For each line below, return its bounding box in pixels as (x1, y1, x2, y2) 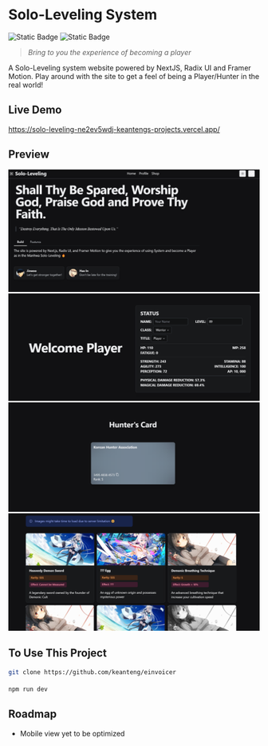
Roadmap (8, 708, 57, 721)
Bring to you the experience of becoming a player (27, 47, 191, 57)
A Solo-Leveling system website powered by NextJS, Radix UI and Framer (8, 62, 251, 73)
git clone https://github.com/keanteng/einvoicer (8, 668, 177, 676)
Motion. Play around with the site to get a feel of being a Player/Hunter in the (8, 71, 260, 81)
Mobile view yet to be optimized (19, 728, 125, 738)
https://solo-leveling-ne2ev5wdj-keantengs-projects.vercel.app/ (8, 124, 221, 134)
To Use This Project (8, 646, 108, 660)
